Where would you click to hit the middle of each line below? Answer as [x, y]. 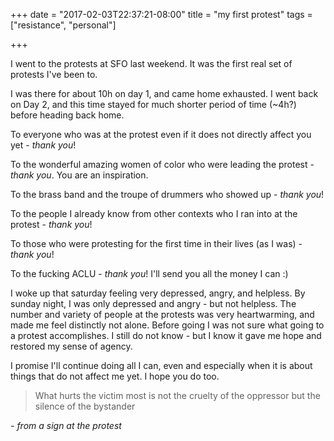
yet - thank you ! [43, 145]
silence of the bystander [85, 406]
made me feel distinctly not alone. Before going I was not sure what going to [167, 325]
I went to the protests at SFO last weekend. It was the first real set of [151, 63]
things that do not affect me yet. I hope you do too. [115, 376]
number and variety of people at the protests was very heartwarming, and [162, 314]
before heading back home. [67, 115]
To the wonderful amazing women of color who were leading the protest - [162, 164]
